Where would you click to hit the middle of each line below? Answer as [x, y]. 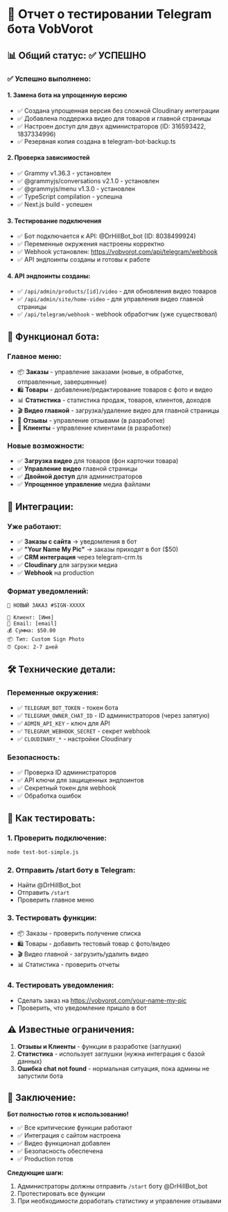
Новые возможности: [46, 446]
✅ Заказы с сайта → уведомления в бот [77, 541]
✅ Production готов [45, 1159]
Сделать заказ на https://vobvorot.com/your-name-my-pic [102, 1000]
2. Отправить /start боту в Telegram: [71, 870]
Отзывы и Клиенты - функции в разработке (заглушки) [99, 1046]
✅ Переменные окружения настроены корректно [91, 244]
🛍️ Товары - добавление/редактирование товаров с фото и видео [115, 389]
